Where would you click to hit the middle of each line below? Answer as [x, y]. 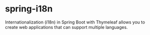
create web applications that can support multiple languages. [66, 27]
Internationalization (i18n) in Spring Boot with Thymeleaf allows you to [75, 22]
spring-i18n [29, 9]
